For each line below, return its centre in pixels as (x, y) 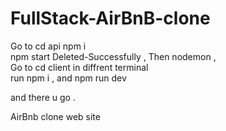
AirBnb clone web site (55, 116)
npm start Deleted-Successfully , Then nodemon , (113, 56)
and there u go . (43, 97)
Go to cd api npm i (48, 46)
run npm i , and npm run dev (68, 78)
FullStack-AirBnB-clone (110, 18)
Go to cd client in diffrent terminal (79, 67)
